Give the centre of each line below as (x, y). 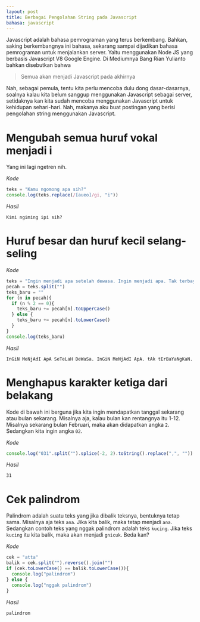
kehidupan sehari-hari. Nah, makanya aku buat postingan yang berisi (91, 107)
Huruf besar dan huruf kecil (76, 241)
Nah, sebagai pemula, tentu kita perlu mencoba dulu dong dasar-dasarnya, (98, 88)
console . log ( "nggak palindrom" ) (52, 585)
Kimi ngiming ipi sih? (34, 218)
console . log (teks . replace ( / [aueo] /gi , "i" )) (62, 195)
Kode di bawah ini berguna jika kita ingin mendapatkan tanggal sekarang (95, 412)
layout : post (22, 12)
